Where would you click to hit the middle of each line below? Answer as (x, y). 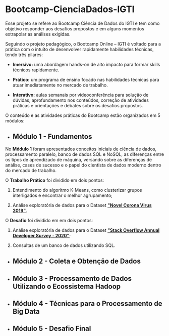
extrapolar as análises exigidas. (38, 34)
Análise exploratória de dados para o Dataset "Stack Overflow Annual (86, 230)
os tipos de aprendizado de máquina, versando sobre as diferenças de (79, 159)
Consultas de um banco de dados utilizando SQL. (64, 245)
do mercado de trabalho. (31, 170)
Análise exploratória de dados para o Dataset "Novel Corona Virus (82, 205)
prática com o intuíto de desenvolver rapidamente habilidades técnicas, (79, 49)
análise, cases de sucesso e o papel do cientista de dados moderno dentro (83, 165)
